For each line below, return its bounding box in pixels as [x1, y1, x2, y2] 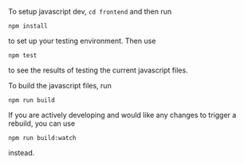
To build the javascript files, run [8, 81, 112, 90]
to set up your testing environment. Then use [8, 36, 156, 45]
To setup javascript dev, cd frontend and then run [8, 7, 172, 16]
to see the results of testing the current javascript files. [8, 65, 189, 75]
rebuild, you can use [8, 119, 76, 128]
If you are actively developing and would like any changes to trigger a [8, 111, 237, 119]
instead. [8, 148, 35, 158]
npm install [8, 22, 48, 30]
